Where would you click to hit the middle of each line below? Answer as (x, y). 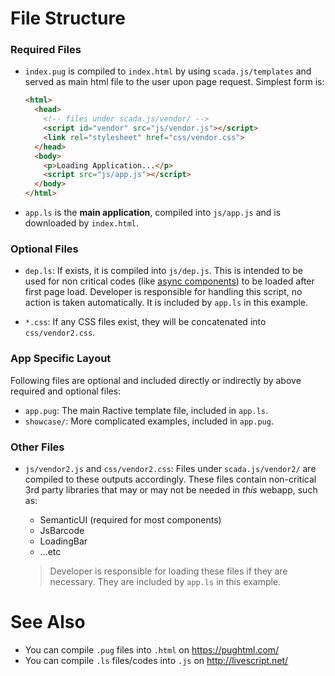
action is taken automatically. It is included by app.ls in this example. (166, 303)
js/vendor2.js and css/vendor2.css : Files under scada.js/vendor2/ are (170, 468)
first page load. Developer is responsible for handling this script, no (163, 292)
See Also (48, 622)
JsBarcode (62, 530)
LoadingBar (63, 541)
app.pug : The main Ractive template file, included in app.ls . (146, 410)
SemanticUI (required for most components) (130, 520)
